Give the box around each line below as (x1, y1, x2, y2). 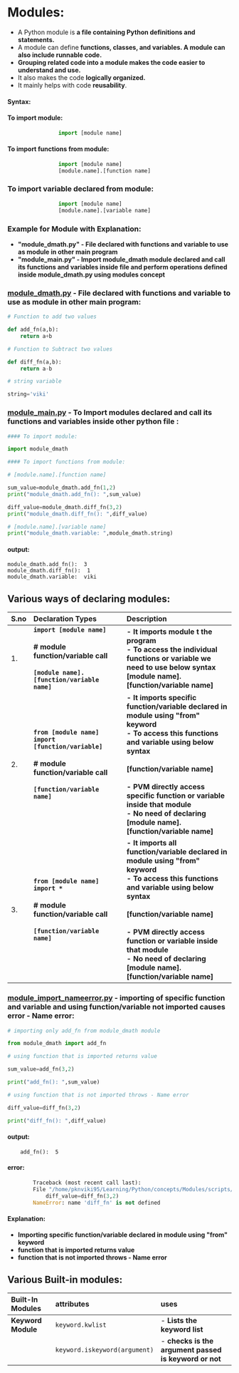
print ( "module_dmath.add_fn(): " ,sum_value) (7, 490, 142, 498)
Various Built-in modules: (7, 1274, 123, 1286)
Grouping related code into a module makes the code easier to (17, 58, 206, 66)
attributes (55, 1299, 90, 1309)
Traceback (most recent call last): (33, 1179, 142, 1186)
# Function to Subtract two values (7, 345, 113, 353)
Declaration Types (33, 614, 97, 624)
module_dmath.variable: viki (7, 573, 97, 581)
